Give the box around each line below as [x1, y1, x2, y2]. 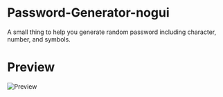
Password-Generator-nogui [7, 5, 170, 21]
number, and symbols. [7, 35, 71, 43]
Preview [7, 60, 55, 76]
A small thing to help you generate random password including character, [7, 28, 217, 36]
